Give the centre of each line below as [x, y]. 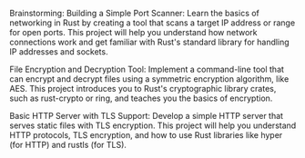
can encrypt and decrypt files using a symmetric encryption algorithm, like [149, 79]
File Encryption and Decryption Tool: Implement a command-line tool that [147, 69]
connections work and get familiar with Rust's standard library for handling [149, 42]
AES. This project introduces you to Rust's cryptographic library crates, [143, 89]
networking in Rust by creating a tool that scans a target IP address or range [152, 23]
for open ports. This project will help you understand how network [133, 32]
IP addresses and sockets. [59, 52]
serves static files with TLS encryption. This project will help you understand [153, 125]
